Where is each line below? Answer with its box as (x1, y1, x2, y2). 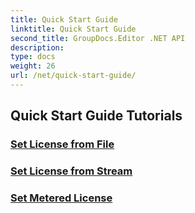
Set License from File (10, 137, 115, 151)
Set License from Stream (10, 164, 133, 178)
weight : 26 (10, 61, 56, 71)
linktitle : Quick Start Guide (10, 24, 137, 34)
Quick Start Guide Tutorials (10, 107, 183, 125)
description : (10, 42, 65, 53)
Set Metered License (10, 191, 113, 205)
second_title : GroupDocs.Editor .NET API (10, 33, 186, 43)
